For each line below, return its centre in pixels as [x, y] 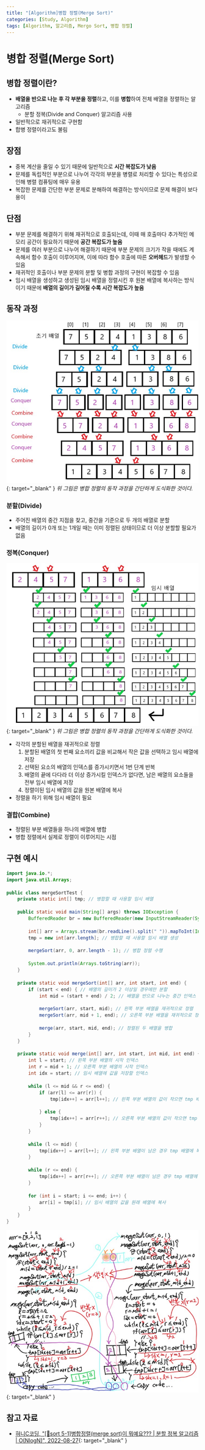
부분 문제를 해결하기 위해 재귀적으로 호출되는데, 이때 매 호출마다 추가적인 [101, 234]
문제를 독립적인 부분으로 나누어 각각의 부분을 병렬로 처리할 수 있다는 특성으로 [106, 174]
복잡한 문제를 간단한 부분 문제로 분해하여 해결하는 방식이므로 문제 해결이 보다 [106, 190]
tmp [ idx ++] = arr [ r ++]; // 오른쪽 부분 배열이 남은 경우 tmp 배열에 [118, 1177]
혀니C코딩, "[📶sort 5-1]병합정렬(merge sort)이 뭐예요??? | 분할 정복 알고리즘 [107, 1433]
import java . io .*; [30, 873]
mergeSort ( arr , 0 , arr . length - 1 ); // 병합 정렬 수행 [95, 951]
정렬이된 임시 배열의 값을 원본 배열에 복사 [73, 790]
